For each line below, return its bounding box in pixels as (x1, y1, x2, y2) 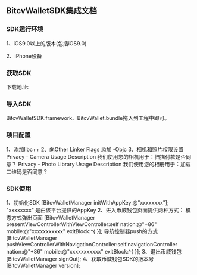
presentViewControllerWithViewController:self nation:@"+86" (6, 220, 157, 228)
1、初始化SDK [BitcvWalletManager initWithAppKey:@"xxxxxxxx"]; (6, 199, 169, 206)
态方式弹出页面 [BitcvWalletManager (6, 214, 95, 221)
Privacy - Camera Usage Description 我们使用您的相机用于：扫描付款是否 (6, 153, 186, 160)
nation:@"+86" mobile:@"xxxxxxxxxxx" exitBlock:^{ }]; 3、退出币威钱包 (6, 248, 182, 255)
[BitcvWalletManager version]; (6, 262, 80, 269)
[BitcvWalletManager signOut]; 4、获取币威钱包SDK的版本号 (6, 255, 154, 262)
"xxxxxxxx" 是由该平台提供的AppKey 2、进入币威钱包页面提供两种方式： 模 (6, 206, 191, 214)
